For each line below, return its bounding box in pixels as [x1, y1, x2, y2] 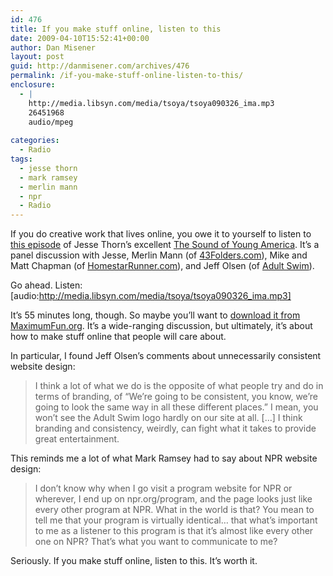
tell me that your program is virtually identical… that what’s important [34, 514, 318, 526]
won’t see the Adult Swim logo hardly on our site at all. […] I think [34, 412, 303, 424]
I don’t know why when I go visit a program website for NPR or [34, 482, 293, 495]
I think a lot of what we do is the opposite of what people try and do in [34, 380, 324, 392]
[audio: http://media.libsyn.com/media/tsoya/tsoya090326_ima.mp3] [10, 290, 292, 302]
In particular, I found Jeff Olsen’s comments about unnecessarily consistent [10, 350, 322, 362]
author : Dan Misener [10, 42, 97, 53]
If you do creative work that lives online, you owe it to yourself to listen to [10, 228, 312, 240]
